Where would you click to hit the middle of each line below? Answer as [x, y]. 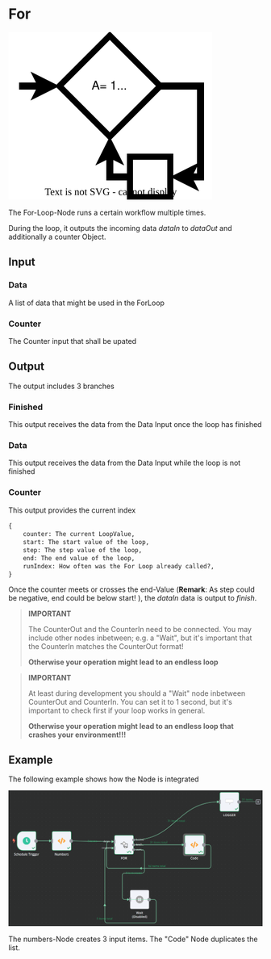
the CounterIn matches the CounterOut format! [106, 646]
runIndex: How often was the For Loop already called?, [119, 566]
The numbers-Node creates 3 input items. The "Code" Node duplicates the [133, 939]
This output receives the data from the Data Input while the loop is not [125, 463]
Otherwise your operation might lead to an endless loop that [131, 726]
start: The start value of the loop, [86, 542]
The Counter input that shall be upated [73, 341]
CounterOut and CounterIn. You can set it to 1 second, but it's [130, 701]
